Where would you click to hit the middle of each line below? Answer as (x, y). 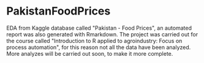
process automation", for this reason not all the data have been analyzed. (99, 47)
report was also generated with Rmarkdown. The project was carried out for (102, 34)
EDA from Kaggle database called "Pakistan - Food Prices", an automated (99, 28)
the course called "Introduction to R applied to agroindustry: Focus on (94, 41)
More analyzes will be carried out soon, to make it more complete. (90, 53)
